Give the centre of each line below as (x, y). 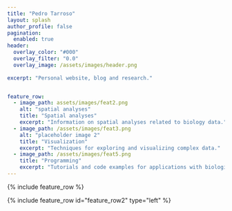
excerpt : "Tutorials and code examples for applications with (111, 167)
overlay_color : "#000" (46, 53)
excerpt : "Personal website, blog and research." (80, 78)
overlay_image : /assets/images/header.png (75, 65)
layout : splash (29, 20)
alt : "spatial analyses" (55, 109)
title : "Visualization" (54, 141)
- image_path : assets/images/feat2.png (71, 103)
